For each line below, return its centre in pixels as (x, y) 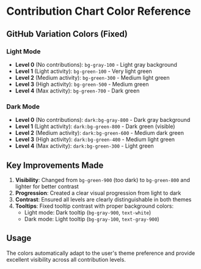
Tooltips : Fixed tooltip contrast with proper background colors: (94, 206)
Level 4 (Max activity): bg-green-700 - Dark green (77, 91)
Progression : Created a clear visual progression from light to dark (98, 193)
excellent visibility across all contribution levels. (66, 259)
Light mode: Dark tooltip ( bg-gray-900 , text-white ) (88, 212)
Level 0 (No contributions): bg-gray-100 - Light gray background (96, 64)
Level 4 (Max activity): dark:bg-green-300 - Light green (84, 146)
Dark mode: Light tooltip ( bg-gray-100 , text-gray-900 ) (92, 219)
